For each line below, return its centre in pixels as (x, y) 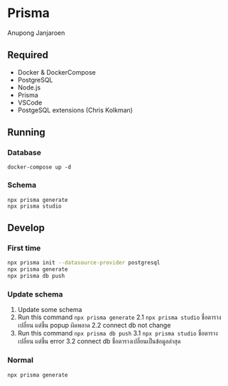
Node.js (29, 87)
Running (27, 133)
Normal (21, 360)
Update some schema (50, 310)
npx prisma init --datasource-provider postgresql (84, 263)
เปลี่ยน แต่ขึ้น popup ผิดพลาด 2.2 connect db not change (94, 326)
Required (28, 55)
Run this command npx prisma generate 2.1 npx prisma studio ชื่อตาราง (119, 317)
